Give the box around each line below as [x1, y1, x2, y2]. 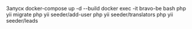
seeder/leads [6, 17, 38, 24]
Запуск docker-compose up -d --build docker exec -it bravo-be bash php [6, 5, 186, 12]
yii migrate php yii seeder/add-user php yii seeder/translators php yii [6, 11, 173, 18]
